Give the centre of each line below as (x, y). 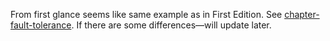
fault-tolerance (41, 25)
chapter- (302, 14)
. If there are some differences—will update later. (171, 25)
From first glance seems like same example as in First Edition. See (146, 14)
